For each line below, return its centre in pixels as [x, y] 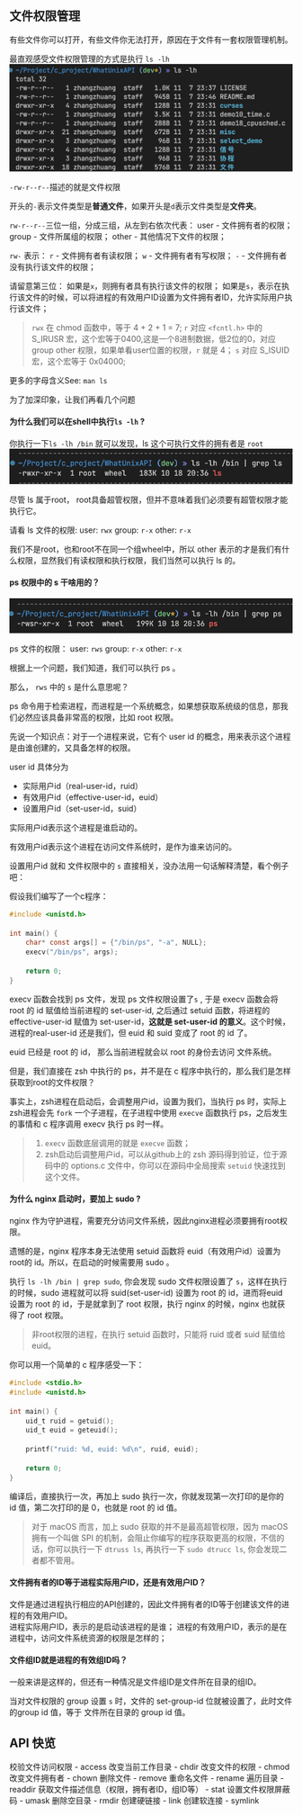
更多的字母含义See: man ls [58, 380]
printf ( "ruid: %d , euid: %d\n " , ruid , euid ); [112, 1450]
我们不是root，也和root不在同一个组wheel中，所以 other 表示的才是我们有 [146, 549]
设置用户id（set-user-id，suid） [82, 808]
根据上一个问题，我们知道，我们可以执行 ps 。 [95, 668]
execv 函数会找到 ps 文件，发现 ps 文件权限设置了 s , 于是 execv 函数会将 [144, 999]
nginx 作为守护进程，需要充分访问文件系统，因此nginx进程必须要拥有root [145, 1221]
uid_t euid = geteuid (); [72, 1430]
